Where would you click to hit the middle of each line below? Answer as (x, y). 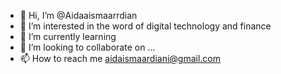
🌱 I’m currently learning (68, 36)
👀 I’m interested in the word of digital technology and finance (145, 26)
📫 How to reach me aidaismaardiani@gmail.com (120, 58)
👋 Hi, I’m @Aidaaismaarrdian (78, 15)
